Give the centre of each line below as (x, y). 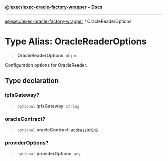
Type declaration (32, 81)
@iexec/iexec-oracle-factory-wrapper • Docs (54, 7)
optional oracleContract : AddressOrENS (58, 130)
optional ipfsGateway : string (48, 106)
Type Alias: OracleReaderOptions (76, 42)
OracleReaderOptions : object (48, 55)
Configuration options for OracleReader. (46, 65)
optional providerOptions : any (49, 154)
